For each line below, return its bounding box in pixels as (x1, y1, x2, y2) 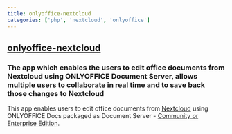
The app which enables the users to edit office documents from (7, 63, 225, 73)
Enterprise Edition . (7, 119, 60, 128)
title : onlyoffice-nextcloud (7, 10, 91, 17)
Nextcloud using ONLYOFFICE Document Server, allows (7, 71, 198, 81)
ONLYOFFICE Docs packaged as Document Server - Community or (7, 112, 199, 120)
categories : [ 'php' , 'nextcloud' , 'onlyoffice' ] (7, 17, 150, 23)
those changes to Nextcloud (7, 88, 105, 98)
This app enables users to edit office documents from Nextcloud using (7, 104, 209, 113)
